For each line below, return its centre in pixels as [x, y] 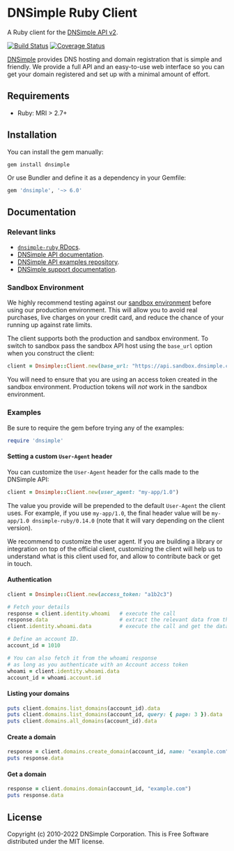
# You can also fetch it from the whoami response [82, 658]
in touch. [20, 563]
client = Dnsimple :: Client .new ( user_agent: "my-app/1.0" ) [93, 492]
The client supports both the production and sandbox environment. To [108, 339]
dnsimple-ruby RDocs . [49, 247]
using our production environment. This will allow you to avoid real [102, 310]
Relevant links [32, 232]
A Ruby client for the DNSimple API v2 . [63, 32]
